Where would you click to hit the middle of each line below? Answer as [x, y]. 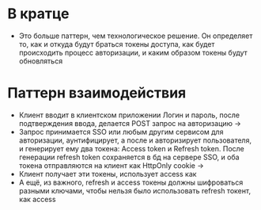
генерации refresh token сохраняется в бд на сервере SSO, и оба [129, 157]
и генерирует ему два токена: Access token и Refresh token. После [131, 148]
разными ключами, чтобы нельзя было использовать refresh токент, [134, 190]
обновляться [41, 61]
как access [37, 199]
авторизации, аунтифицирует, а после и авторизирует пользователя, [135, 140]
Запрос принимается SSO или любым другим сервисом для [121, 132]
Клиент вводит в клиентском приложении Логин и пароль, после [129, 115]
